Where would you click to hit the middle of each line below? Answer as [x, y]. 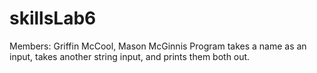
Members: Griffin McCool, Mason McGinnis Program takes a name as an [158, 46]
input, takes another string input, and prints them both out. [130, 56]
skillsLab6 [53, 18]
